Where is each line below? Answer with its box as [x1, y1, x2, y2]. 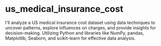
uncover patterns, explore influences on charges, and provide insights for [5, 24, 156, 30]
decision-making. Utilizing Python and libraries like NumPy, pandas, [5, 30, 145, 36]
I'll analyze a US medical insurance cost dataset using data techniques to [5, 20, 156, 25]
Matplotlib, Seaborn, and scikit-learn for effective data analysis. [5, 35, 136, 41]
